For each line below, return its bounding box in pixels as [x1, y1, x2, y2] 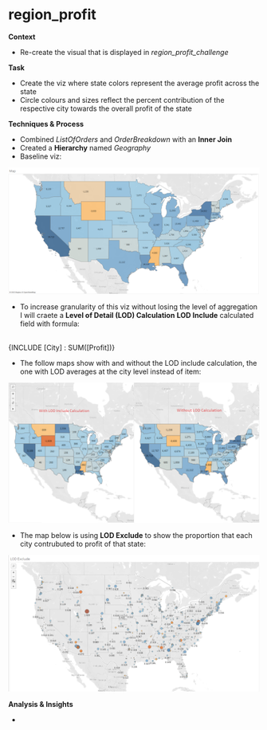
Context [8, 32, 36, 41]
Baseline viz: [19, 151, 62, 161]
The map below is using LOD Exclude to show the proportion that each [19, 531, 253, 540]
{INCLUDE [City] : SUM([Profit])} [8, 343, 116, 352]
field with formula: [19, 319, 80, 328]
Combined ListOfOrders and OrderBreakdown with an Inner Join [19, 134, 233, 144]
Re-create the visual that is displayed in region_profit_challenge [19, 47, 229, 57]
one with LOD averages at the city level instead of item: [19, 367, 202, 376]
